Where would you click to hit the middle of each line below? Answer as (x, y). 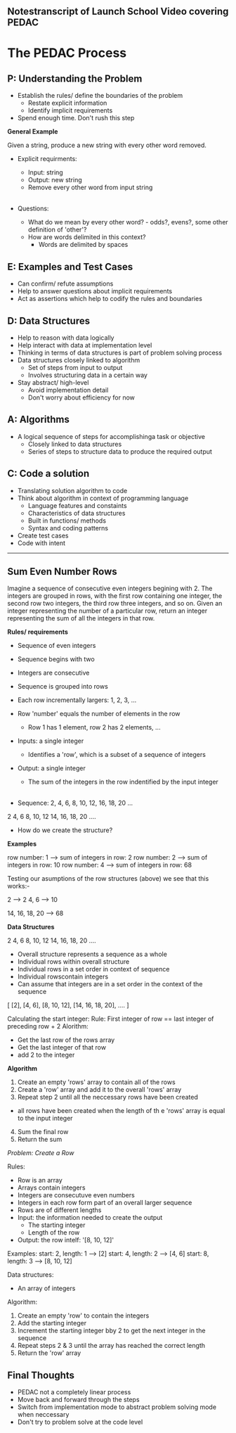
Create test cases (43, 535)
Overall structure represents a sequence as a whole (92, 954)
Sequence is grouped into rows (63, 687)
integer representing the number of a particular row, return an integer (107, 611)
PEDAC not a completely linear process (74, 1392)
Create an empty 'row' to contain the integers (83, 1316)
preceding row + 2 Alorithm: (48, 1026)
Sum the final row (43, 1132)
